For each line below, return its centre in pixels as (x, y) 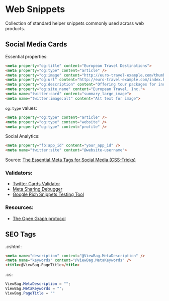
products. (15, 28)
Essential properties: (26, 56)
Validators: (19, 173)
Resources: (19, 207)
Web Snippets (35, 9)
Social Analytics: (22, 136)
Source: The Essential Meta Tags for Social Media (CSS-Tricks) (70, 160)
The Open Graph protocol (39, 218)
